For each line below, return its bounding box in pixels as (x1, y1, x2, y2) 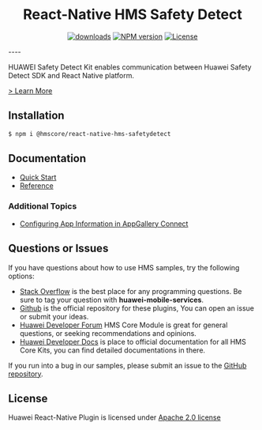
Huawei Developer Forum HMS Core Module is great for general (19, 320, 228, 330)
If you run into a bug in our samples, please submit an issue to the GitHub (8, 360, 247, 370)
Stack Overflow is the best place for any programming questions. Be (19, 286, 242, 296)
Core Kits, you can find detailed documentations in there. (19, 345, 206, 355)
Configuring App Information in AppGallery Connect (19, 219, 189, 228)
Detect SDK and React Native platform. (8, 70, 135, 80)
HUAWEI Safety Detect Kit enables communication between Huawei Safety (8, 62, 252, 72)
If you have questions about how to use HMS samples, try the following (8, 262, 240, 272)
